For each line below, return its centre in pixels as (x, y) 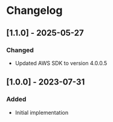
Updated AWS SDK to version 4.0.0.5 (61, 63)
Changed (20, 50)
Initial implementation (42, 112)
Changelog (34, 11)
